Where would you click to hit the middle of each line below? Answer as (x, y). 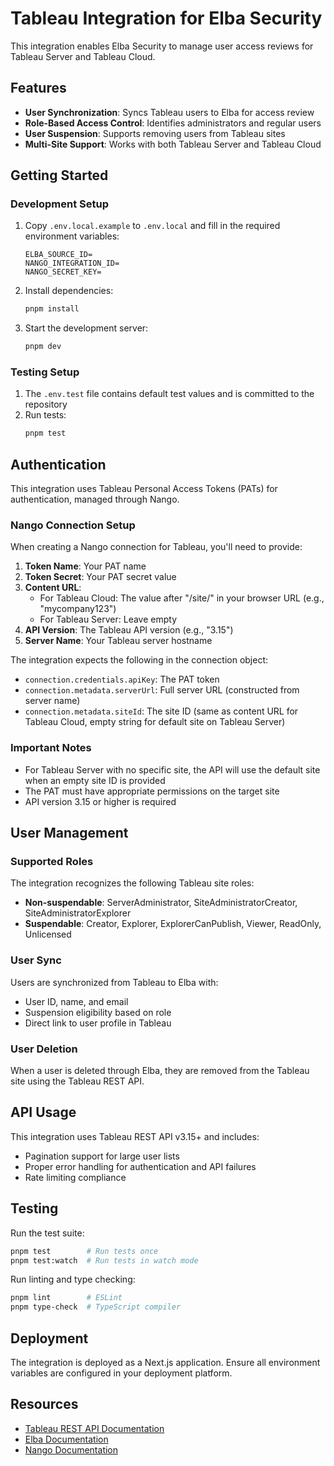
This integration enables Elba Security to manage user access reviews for (162, 46)
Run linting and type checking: (73, 1279)
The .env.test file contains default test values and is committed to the (169, 394)
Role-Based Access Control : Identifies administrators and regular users (173, 123)
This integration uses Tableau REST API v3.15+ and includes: (135, 1136)
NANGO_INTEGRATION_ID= (72, 263)
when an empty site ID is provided (95, 780)
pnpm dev (43, 347)
